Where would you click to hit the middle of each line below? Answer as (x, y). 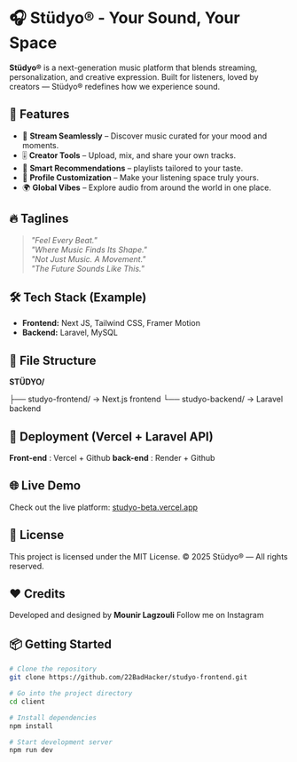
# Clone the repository (53, 669)
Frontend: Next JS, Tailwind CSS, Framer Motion (111, 323)
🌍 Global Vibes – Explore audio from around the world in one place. (147, 187)
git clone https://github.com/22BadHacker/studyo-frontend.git (129, 678)
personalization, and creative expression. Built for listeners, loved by (134, 76)
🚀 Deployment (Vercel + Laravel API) (112, 437)
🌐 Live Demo (45, 486)
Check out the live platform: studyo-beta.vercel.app (103, 507)
